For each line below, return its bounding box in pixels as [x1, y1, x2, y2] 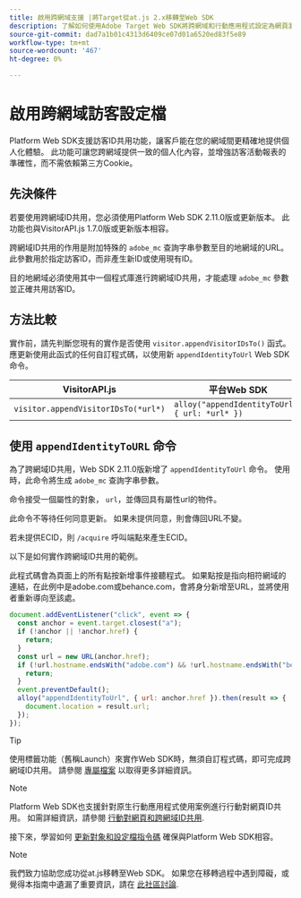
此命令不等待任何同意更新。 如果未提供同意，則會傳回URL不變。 [9, 513, 247, 524]
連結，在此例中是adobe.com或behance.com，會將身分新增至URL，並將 [9, 581, 274, 592]
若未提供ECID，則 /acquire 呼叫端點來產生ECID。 [9, 532, 193, 543]
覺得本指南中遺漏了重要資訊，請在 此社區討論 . [9, 878, 179, 889]
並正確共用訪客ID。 [9, 283, 81, 294]
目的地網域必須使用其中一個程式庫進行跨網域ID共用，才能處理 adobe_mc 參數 [9, 272, 289, 283]
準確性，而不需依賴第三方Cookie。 [9, 158, 138, 168]
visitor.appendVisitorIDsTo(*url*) [13, 404, 166, 414]
